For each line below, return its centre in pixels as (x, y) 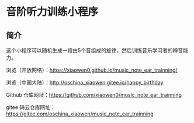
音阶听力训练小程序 (52, 12)
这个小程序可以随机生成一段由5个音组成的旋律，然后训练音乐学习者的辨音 (95, 50)
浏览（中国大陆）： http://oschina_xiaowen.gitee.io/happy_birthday (85, 82)
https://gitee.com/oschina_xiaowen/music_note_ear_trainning (80, 114)
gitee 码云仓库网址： (31, 107)
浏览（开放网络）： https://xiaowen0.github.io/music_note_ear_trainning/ (92, 70)
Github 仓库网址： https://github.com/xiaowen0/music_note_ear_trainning (94, 95)
